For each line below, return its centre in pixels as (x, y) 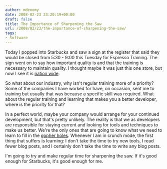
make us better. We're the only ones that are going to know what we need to (84, 130)
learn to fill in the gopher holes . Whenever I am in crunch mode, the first (79, 135)
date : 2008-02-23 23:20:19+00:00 (40, 15)
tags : (11, 33)
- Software (16, 38)
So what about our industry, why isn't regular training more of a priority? (79, 83)
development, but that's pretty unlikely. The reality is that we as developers (82, 119)
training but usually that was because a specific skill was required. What (79, 94)
